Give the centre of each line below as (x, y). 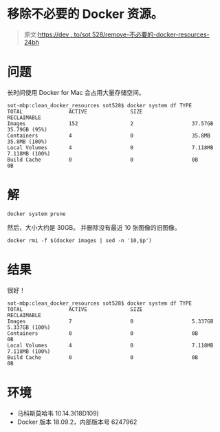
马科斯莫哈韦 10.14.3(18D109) (58, 413)
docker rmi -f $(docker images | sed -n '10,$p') (80, 240)
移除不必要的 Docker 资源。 (85, 14)
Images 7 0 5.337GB (110, 321)
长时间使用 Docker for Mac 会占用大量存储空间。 (76, 92)
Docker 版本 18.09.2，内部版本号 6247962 (77, 422)
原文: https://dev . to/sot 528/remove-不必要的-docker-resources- (117, 34)
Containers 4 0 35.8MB (109, 136)
